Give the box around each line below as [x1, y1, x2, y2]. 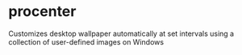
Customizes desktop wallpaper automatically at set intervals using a [8, 29, 235, 38]
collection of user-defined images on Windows [8, 37, 164, 46]
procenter [8, 2, 77, 21]
